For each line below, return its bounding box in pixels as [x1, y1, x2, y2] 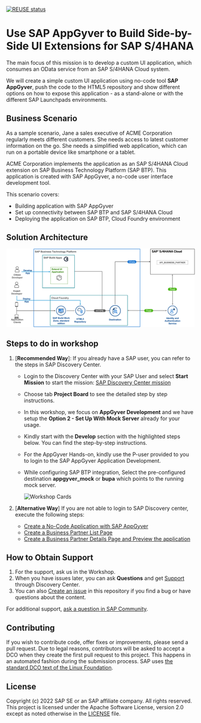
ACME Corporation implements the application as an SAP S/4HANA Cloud [6, 160, 188, 167]
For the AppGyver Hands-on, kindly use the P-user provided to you [23, 451, 190, 458]
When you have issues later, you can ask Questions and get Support [14, 575, 185, 582]
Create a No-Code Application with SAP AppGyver [23, 522, 148, 530]
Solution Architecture [6, 232, 89, 242]
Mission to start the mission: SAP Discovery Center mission [23, 379, 171, 386]
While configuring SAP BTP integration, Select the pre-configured [23, 469, 185, 476]
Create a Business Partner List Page [23, 528, 113, 536]
